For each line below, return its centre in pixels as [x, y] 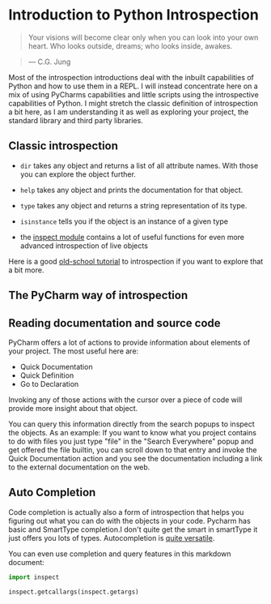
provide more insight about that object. [73, 408]
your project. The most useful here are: [74, 351]
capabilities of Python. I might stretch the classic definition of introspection [133, 103]
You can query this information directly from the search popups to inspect [131, 424]
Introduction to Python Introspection [133, 15]
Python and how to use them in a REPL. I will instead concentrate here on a [133, 86]
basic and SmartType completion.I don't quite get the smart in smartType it [133, 529]
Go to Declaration [49, 383]
